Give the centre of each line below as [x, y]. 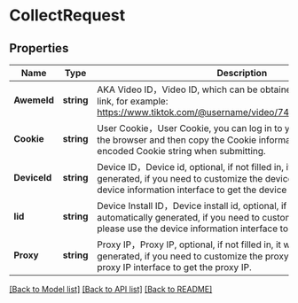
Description [242, 73]
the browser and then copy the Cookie [177, 140]
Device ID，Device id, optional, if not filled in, [191, 167]
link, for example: [133, 101]
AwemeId [34, 100]
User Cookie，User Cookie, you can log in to [190, 128]
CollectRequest [67, 16]
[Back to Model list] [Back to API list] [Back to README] [111, 289]
